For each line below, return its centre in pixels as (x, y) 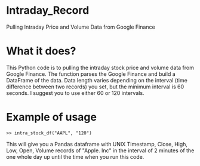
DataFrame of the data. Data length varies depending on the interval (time (97, 80)
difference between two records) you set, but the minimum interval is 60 (95, 87)
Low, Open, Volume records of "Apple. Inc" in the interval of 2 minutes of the (100, 150)
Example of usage (52, 117)
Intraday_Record (48, 10)
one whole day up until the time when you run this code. (75, 156)
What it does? (41, 51)
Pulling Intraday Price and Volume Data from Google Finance (81, 27)
